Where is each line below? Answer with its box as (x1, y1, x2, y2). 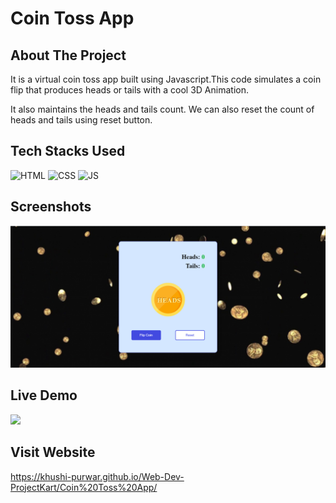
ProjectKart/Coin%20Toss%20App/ (10, 481, 158, 493)
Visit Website (10, 444, 96, 461)
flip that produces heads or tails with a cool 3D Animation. (10, 84, 249, 96)
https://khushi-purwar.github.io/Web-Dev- (10, 470, 185, 482)
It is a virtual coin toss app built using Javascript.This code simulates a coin (10, 73, 322, 85)
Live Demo (10, 387, 78, 404)
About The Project (10, 47, 127, 64)
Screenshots (10, 198, 92, 216)
